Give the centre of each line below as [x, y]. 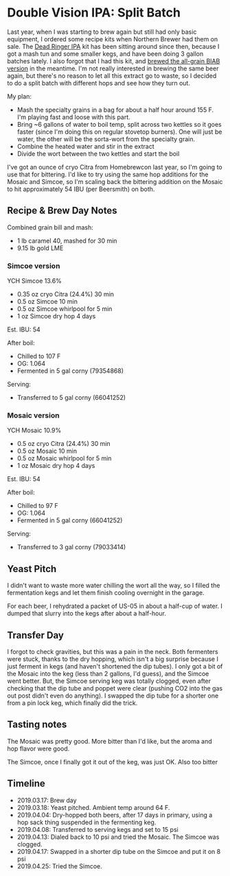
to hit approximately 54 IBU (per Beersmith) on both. [81, 189]
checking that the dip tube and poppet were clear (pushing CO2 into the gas [115, 688]
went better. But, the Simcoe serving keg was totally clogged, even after [109, 681]
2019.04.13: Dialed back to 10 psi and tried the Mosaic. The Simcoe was [118, 837]
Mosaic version [33, 415]
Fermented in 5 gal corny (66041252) [70, 520]
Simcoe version [34, 265]
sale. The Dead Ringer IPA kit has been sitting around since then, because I [113, 46]
